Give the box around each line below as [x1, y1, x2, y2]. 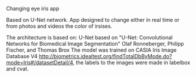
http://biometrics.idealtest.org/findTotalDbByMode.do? [38, 53, 172, 59]
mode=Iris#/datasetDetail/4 [6, 59, 73, 66]
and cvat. [6, 65, 29, 72]
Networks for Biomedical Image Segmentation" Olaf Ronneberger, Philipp [6, 41, 184, 47]
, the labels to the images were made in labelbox [73, 59, 191, 66]
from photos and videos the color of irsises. [6, 23, 112, 29]
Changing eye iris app [6, 5, 60, 12]
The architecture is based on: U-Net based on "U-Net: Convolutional [6, 34, 173, 41]
